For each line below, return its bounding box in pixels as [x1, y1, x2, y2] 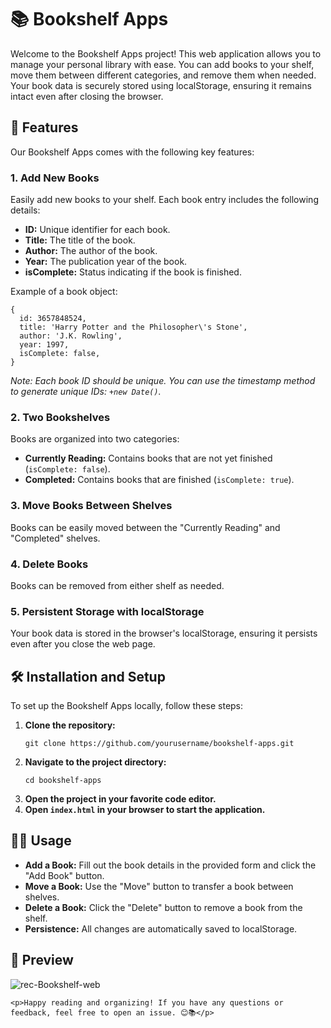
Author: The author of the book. [24, 245, 158, 257]
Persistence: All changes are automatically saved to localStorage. [24, 922, 298, 935]
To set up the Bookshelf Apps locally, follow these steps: [10, 700, 244, 712]
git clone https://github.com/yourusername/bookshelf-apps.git [24, 739, 295, 749]
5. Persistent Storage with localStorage [10, 604, 205, 618]
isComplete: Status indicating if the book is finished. [24, 266, 242, 278]
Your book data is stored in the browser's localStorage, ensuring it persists [10, 627, 318, 640]
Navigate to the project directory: [24, 756, 167, 768]
